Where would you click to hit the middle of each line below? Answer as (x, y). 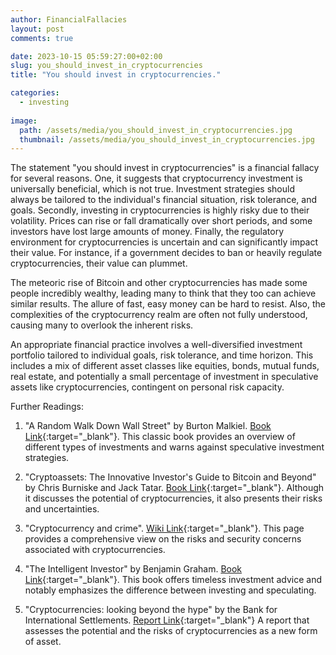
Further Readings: (47, 407)
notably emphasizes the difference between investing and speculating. (170, 590)
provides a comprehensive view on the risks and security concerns (163, 539)
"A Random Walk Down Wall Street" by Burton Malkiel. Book (148, 426)
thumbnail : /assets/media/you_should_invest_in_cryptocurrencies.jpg (167, 139)
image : (24, 121)
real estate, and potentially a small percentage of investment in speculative (164, 377)
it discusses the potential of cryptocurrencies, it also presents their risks (173, 498)
